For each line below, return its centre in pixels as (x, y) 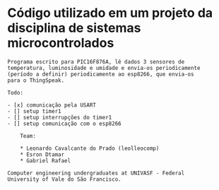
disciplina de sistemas (74, 28)
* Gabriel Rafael (46, 160)
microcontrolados (61, 43)
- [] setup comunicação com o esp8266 (64, 124)
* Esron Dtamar (42, 154)
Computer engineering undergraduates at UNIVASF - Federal (96, 173)
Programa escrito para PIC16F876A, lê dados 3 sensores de (96, 61)
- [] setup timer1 (34, 111)
